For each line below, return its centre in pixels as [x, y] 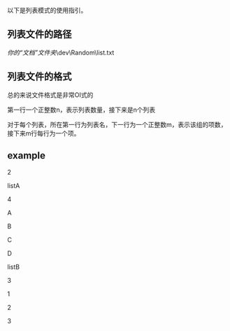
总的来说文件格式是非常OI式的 [50, 95]
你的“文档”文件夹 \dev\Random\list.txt [61, 52]
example [27, 156]
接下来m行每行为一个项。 [44, 133]
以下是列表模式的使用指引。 [47, 10]
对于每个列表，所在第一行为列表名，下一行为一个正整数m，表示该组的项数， [117, 124]
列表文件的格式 [39, 76]
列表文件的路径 [39, 35]
